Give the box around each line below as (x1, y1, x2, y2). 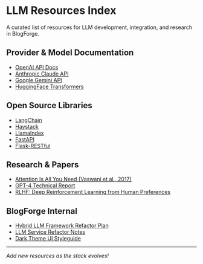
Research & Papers (6, 159, 79, 170)
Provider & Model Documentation (6, 48, 134, 58)
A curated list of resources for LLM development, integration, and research (6, 24, 193, 31)
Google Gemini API (14, 76, 62, 83)
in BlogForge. (6, 30, 40, 37)
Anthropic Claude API (14, 70, 69, 77)
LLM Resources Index (6, 4, 117, 18)
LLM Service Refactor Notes (14, 228, 86, 236)
